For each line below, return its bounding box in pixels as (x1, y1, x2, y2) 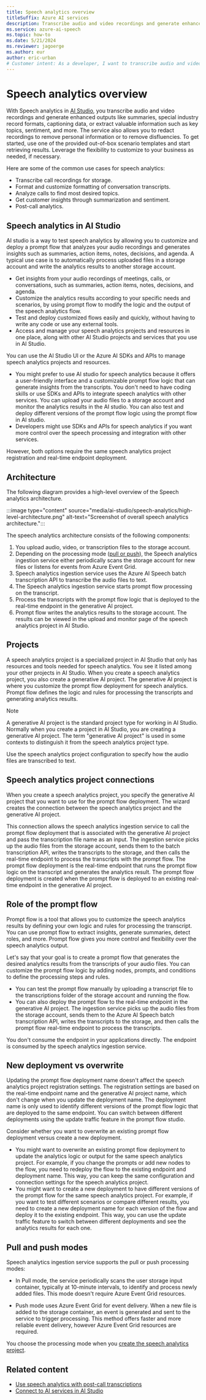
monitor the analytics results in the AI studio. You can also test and (15, 403, 184, 410)
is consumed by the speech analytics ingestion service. (6, 1042, 147, 1050)
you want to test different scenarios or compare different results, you (15, 1199, 190, 1206)
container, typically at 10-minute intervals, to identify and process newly (15, 1283, 197, 1291)
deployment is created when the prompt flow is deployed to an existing (6, 875, 186, 882)
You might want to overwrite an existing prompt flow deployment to (15, 1146, 186, 1154)
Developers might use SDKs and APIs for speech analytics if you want (15, 423, 193, 430)
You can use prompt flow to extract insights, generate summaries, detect (6, 928, 191, 936)
